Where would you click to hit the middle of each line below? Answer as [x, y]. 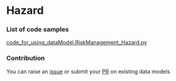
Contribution [26, 58]
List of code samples [37, 30]
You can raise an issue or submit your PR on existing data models [88, 71]
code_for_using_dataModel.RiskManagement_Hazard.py [77, 42]
